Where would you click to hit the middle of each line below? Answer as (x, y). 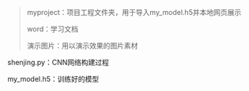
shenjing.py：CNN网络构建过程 (58, 62)
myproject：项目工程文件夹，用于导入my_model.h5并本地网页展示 (134, 12)
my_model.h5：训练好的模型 (53, 79)
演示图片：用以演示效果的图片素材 (82, 45)
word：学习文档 (53, 29)
